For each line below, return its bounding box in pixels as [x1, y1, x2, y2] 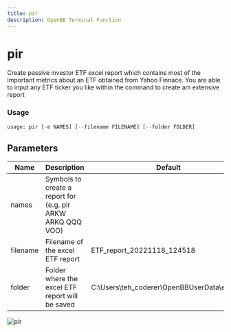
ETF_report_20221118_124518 [91, 245, 196, 255]
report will [45, 291, 78, 301]
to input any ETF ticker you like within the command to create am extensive [7, 83, 220, 91]
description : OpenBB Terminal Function [7, 16, 122, 23]
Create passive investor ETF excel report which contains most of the [7, 69, 201, 77]
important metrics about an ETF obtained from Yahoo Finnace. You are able [7, 76, 221, 85]
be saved [45, 300, 76, 309]
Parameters [7, 142, 58, 154]
